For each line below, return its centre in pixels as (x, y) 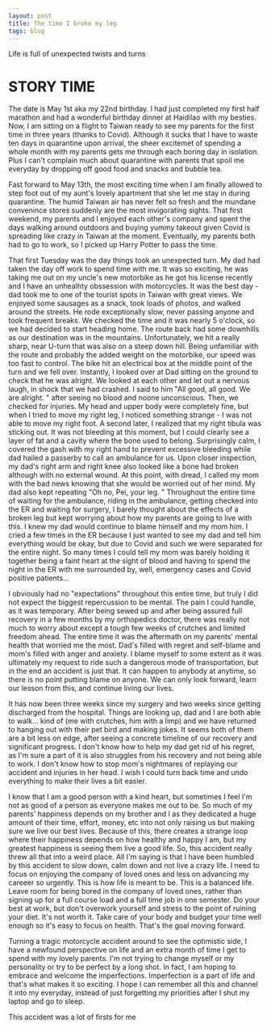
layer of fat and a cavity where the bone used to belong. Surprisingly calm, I (134, 440)
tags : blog (27, 31)
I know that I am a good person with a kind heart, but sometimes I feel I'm (130, 797)
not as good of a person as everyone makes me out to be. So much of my (130, 806)
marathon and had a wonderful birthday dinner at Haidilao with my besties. (132, 117)
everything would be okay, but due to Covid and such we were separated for (136, 544)
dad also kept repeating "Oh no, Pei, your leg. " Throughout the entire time (132, 492)
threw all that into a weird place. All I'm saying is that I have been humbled (131, 857)
